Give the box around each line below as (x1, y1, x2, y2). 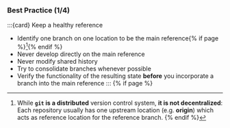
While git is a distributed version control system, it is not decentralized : (16, 99, 223, 107)
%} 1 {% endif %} (16, 42, 63, 51)
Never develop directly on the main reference (16, 50, 145, 58)
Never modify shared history (16, 57, 98, 65)
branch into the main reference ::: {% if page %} (16, 79, 153, 87)
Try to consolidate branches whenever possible (16, 64, 152, 73)
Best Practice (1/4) (7, 5, 71, 15)
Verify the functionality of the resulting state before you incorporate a (16, 71, 214, 80)
